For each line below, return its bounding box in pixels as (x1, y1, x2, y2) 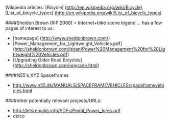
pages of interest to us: (5, 25, 55, 31)
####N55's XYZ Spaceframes (5, 72, 69, 78)
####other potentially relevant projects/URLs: (5, 97, 102, 104)
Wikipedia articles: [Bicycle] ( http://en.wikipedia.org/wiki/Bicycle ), (5, 5, 144, 10)
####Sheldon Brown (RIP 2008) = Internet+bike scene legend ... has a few (5, 20, 162, 26)
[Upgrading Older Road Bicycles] (12, 57, 83, 63)
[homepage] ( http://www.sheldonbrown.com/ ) (12, 35, 110, 41)
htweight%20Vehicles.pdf (12, 51, 68, 57)
